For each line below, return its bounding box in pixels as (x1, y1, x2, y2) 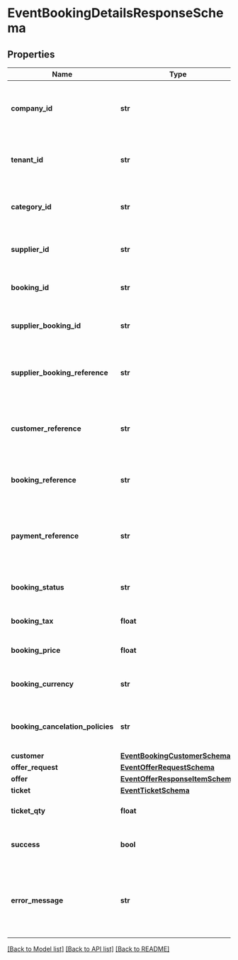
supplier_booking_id (11, 321, 81, 331)
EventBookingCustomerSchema (120, 751, 231, 761)
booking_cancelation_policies (11, 722, 114, 732)
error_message (11, 895, 64, 905)
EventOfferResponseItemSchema (120, 774, 236, 783)
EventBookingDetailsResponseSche (7, 5, 224, 21)
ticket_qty (11, 806, 46, 815)
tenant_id (11, 155, 44, 165)
